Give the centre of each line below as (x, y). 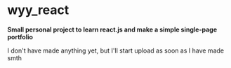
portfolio (20, 36)
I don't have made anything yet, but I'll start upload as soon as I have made (116, 50)
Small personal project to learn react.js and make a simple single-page (112, 29)
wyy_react (38, 10)
